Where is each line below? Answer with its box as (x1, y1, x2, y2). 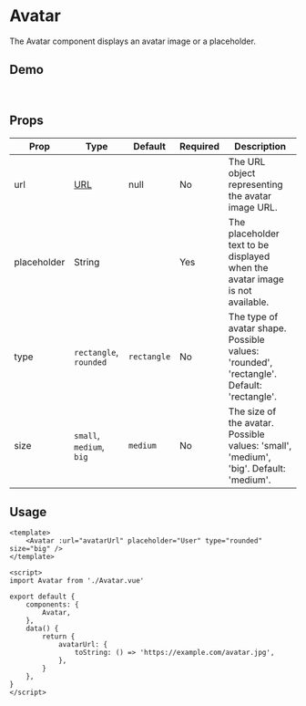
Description (234, 140, 287, 152)
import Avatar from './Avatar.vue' (9, 576, 145, 586)
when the (228, 261, 269, 274)
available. (228, 296, 270, 308)
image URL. (228, 201, 278, 213)
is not (228, 284, 252, 296)
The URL (228, 155, 266, 168)
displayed (228, 250, 270, 263)
